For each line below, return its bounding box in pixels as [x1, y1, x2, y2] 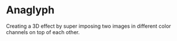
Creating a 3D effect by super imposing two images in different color [6, 23, 171, 29]
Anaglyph [6, 3, 55, 17]
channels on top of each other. [6, 28, 80, 35]
